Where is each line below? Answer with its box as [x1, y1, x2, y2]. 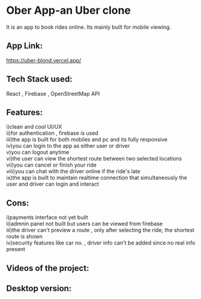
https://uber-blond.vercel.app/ [6, 56, 82, 64]
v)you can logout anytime [6, 149, 70, 156]
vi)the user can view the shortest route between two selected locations [6, 155, 182, 162]
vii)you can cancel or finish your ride [6, 161, 97, 168]
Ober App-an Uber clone [6, 4, 131, 17]
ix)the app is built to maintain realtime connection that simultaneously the [6, 174, 188, 182]
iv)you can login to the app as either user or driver [6, 142, 130, 150]
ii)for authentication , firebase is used [6, 129, 99, 137]
